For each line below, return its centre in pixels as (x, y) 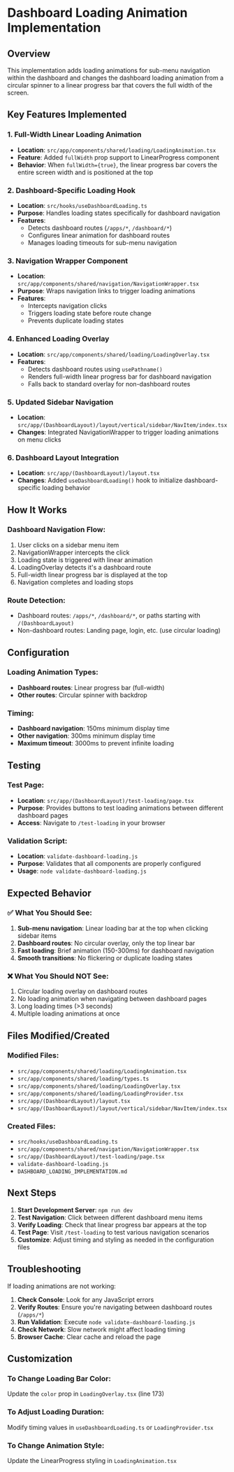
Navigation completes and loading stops (75, 582)
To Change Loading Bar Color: (59, 1379)
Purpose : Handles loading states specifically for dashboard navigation (119, 213)
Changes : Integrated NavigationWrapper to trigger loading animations (118, 432)
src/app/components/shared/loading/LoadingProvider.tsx (100, 1093)
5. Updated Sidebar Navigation (60, 402)
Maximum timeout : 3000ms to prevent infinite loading (96, 743)
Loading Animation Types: (53, 672)
